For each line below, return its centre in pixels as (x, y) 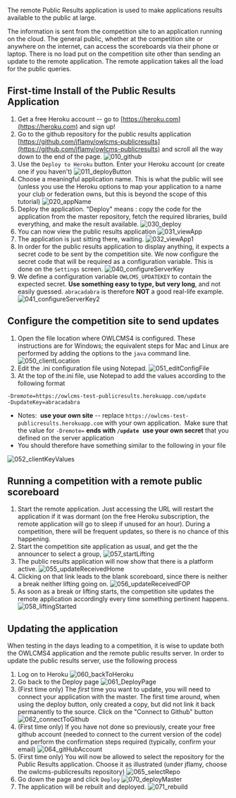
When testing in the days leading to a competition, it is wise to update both (116, 646)
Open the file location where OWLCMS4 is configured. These (106, 338)
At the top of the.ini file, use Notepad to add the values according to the (122, 375)
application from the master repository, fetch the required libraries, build (122, 216)
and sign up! (98, 126)
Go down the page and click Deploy (69, 780)
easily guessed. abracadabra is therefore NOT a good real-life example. (120, 291)
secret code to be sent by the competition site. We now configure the (118, 254)
